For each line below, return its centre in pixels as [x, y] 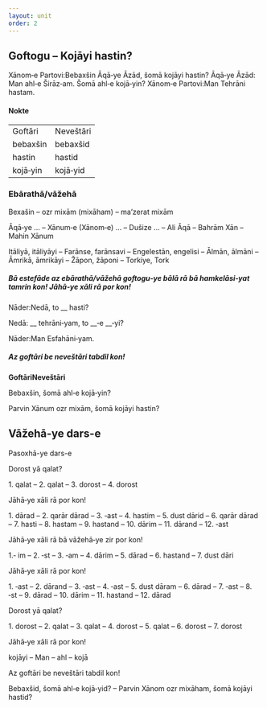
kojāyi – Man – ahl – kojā [48, 657]
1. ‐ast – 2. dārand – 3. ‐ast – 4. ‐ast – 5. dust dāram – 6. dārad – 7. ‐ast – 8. [130, 586]
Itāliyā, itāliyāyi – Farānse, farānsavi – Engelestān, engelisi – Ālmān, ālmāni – [133, 251]
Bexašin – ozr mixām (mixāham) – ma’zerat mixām [91, 212]
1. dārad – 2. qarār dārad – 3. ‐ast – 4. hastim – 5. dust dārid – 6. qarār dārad [133, 515]
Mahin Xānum [31, 236]
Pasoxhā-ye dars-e [40, 453]
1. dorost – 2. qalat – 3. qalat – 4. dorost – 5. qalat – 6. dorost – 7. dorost [125, 626]
